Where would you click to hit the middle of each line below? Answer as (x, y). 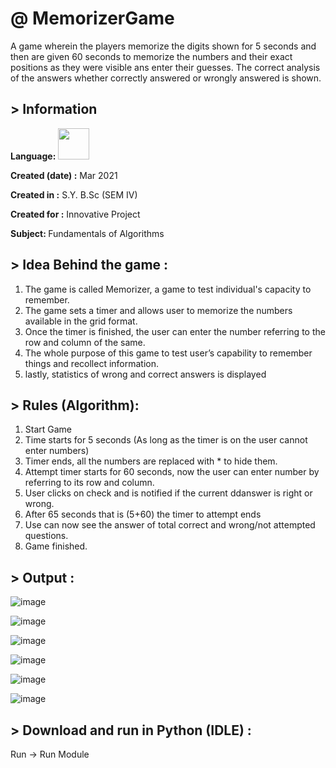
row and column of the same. (85, 342)
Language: (33, 156)
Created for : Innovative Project (75, 214)
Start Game (48, 429)
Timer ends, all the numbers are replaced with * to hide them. (151, 461)
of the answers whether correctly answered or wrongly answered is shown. (166, 78)
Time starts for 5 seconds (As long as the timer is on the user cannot (166, 440)
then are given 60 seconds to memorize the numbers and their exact (151, 56)
